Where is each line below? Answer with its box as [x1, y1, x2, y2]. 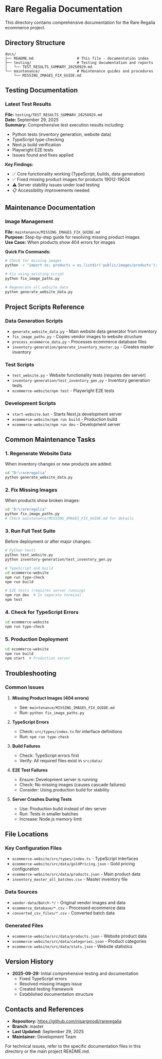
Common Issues [5, 684, 45, 691]
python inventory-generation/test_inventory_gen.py [5, 557, 112, 562]
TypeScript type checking [12, 137, 64, 143]
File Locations [5, 830, 49, 839]
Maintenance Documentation [5, 203, 96, 212]
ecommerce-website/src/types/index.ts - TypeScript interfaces [12, 856, 139, 862]
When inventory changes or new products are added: [5, 461, 112, 467]
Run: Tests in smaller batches [19, 811, 79, 817]
